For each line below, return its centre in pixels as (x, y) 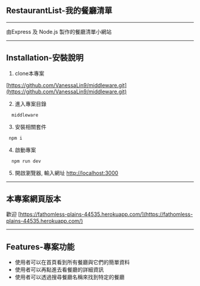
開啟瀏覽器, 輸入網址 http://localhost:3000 (66, 173)
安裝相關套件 (30, 127)
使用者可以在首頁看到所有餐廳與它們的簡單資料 (72, 262)
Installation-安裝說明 (45, 58)
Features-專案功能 (40, 246)
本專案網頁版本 (34, 199)
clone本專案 (29, 73)
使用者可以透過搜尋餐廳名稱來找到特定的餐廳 (70, 277)
